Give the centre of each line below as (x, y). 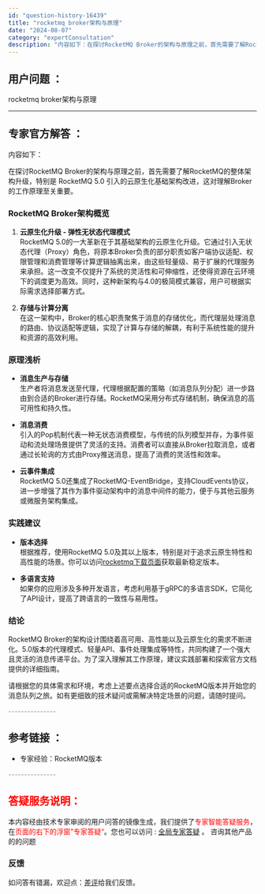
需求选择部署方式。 (58, 291)
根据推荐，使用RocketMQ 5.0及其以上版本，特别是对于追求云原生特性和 (136, 552)
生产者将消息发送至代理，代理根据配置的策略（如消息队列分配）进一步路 (137, 388)
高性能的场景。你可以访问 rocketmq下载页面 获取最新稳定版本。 (121, 562)
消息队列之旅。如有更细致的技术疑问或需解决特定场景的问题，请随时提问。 (129, 695)
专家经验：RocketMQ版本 (61, 758)
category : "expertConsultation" (61, 37)
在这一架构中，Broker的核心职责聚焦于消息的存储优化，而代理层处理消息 (138, 318)
